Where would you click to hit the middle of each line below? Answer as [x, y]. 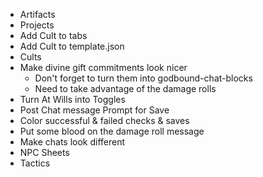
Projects [37, 25]
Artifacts [37, 14]
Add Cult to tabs [53, 35]
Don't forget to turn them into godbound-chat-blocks [143, 78]
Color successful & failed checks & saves [104, 120]
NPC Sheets [44, 152]
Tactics [35, 163]
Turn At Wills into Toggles [72, 99]
